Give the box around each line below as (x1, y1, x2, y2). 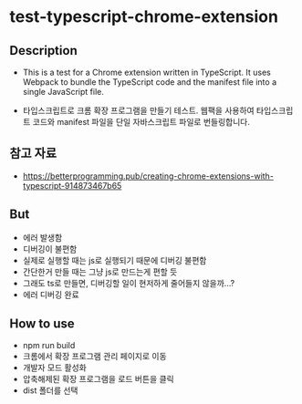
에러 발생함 (22, 232, 63, 243)
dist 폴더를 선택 (22, 385, 79, 396)
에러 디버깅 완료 (22, 289, 79, 300)
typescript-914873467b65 (22, 180, 122, 191)
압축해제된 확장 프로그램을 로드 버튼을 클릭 (22, 374, 175, 385)
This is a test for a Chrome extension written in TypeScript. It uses (22, 67, 271, 78)
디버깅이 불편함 (22, 243, 78, 254)
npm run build (22, 340, 76, 351)
